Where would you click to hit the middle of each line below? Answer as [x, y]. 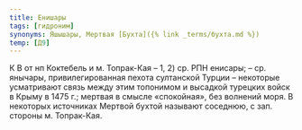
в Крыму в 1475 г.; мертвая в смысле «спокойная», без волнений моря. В [151, 97]
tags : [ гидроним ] [42, 26]
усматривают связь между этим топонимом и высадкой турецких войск [150, 87]
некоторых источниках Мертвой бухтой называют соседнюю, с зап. [141, 106]
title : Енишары [38, 17]
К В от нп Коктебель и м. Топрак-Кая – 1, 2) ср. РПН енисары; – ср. [138, 68]
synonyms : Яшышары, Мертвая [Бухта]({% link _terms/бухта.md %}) [134, 34]
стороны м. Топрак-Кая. [56, 116]
